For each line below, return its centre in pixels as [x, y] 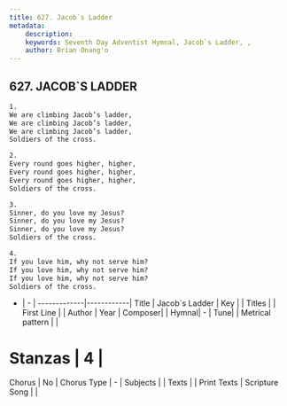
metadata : [27, 26]
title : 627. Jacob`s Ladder [61, 17]
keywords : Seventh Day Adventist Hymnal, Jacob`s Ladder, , [138, 42]
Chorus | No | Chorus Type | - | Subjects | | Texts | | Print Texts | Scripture [144, 383]
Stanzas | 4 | [57, 358]
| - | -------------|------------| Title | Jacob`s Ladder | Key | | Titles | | [149, 303]
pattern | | [40, 322]
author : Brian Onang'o [67, 51]
